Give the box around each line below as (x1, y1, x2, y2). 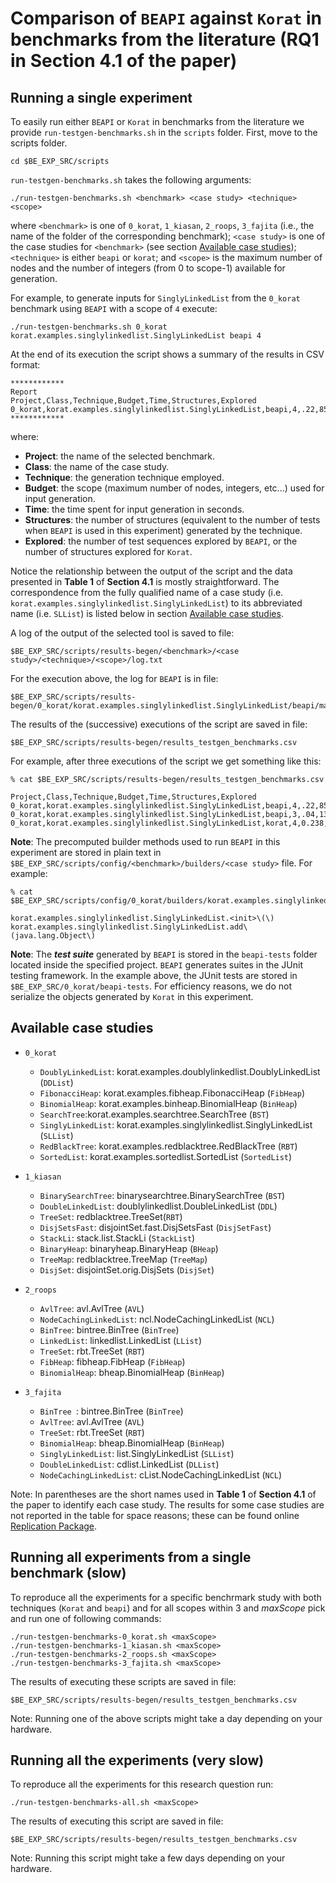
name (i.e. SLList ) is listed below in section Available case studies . (10, 608, 284, 619)
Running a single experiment (10, 89, 193, 106)
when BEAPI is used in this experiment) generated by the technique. (24, 525, 303, 536)
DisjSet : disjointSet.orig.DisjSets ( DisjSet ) (39, 1263, 215, 1276)
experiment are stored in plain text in (10, 847, 162, 858)
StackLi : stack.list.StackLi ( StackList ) (39, 1232, 196, 1244)
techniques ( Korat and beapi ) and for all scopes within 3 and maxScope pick (10, 1602, 326, 1614)
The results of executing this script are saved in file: (10, 1815, 224, 1827)
